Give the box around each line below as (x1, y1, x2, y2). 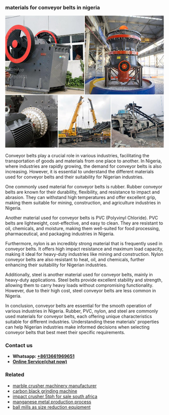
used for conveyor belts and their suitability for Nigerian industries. (5, 174, 144, 180)
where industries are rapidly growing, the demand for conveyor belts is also (5, 163, 162, 169)
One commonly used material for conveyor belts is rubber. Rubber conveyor (5, 183, 162, 189)
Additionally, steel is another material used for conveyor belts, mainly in (5, 271, 153, 277)
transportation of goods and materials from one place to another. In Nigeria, (5, 158, 162, 164)
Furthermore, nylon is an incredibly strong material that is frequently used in (5, 240, 162, 246)
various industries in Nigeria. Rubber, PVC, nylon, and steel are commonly (5, 308, 158, 314)
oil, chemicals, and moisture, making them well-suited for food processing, (5, 225, 160, 231)
